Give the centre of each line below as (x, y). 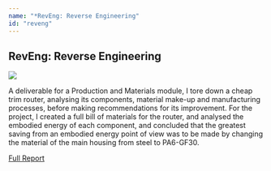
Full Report (26, 158)
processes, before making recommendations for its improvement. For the (131, 108)
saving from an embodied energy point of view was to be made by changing (136, 134)
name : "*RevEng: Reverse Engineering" (74, 16)
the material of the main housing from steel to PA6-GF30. (104, 143)
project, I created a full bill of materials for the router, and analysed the (126, 117)
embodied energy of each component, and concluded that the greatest (127, 126)
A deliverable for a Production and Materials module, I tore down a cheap (131, 91)
